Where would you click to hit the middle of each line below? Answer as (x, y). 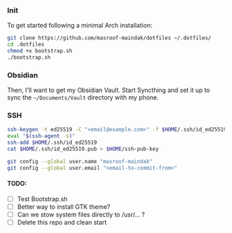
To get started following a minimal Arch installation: (80, 26)
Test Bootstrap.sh (42, 198)
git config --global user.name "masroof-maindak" (80, 161)
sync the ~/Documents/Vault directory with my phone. (83, 97)
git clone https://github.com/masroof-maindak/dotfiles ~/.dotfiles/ (109, 38)
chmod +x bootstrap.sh (40, 51)
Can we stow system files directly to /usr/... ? (81, 214)
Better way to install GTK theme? (64, 207)
